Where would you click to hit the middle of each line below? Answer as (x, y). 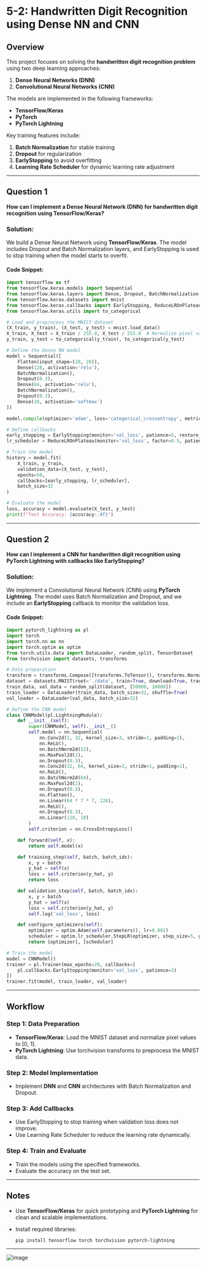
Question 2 (28, 539)
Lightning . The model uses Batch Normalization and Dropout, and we (94, 596)
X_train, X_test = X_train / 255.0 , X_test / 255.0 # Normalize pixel (100, 334)
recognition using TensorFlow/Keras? (55, 213)
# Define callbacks (31, 430)
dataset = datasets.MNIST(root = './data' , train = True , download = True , (97, 681)
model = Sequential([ (34, 356)
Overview (25, 47)
